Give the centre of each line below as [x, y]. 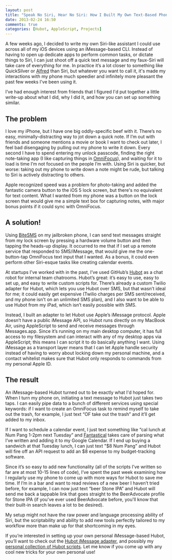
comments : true [21, 24]
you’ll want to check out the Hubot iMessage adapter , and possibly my [80, 541]
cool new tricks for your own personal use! [50, 552]
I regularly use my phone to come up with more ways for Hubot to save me [84, 477]
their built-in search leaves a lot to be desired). [55, 505]
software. [15, 456]
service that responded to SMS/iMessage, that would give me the [74, 251]
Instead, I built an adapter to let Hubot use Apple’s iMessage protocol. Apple [85, 315]
